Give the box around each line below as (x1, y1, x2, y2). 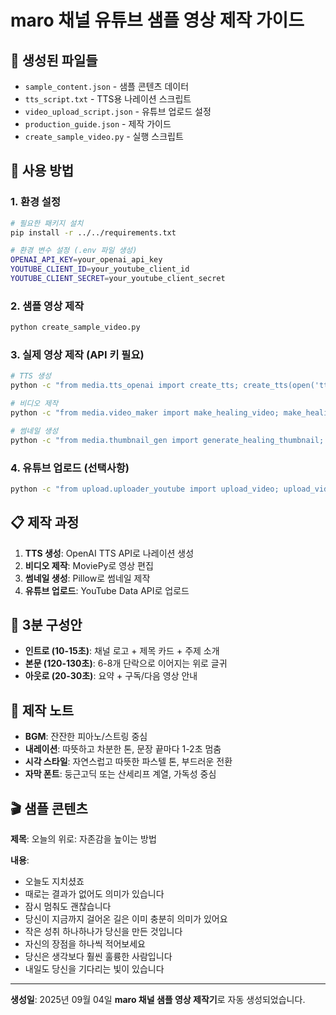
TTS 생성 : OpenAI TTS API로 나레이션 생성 (24, 547, 195, 559)
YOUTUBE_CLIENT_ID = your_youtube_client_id (10, 264, 190, 275)
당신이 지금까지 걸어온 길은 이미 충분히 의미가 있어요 (24, 913, 228, 925)
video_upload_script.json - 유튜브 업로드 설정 (24, 106, 212, 117)
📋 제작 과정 (10, 514, 80, 531)
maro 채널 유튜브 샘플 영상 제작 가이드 (10, 9, 305, 32)
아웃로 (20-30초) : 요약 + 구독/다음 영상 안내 (24, 670, 198, 682)
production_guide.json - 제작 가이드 (24, 118, 172, 130)
